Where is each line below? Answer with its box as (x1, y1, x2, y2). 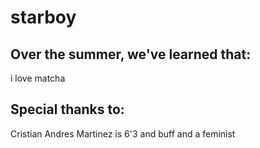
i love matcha (10, 72, 66, 84)
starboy (10, 6, 77, 29)
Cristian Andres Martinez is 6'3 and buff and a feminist (10, 127, 236, 140)
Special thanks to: (10, 101, 125, 118)
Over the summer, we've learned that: (10, 46, 252, 63)
